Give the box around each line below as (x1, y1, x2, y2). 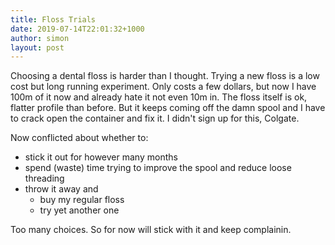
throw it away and (24, 183, 99, 195)
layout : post (10, 42, 65, 53)
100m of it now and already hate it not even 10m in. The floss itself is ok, (10, 91, 308, 103)
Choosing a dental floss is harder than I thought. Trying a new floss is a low (10, 70, 320, 82)
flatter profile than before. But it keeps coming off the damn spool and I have (10, 102, 326, 114)
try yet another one (39, 204, 120, 216)
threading (24, 172, 65, 185)
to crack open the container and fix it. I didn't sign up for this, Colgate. (10, 112, 300, 125)
